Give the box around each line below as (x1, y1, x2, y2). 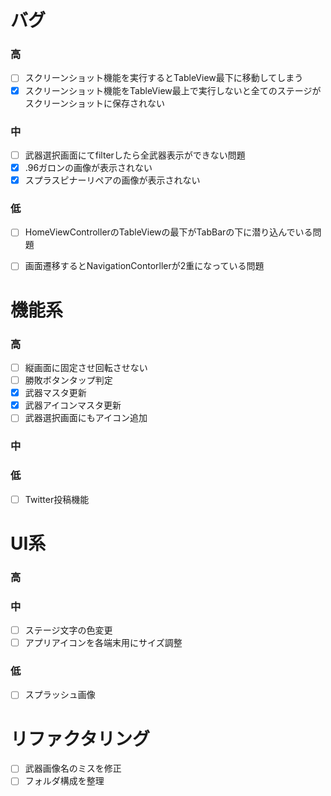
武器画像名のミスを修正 (24, 762, 122, 775)
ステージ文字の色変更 (24, 624, 113, 636)
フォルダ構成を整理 (24, 775, 105, 787)
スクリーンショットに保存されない (24, 97, 166, 109)
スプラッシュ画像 (24, 689, 96, 701)
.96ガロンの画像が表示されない (24, 161, 153, 173)
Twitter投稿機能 (24, 493, 90, 505)
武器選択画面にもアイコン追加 (24, 412, 148, 424)
